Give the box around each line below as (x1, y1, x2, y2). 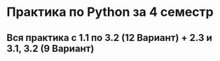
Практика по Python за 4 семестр (6, 4, 214, 20)
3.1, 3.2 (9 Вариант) (6, 42, 95, 54)
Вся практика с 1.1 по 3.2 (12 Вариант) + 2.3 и (6, 32, 213, 44)
